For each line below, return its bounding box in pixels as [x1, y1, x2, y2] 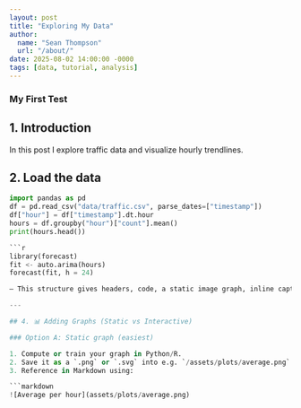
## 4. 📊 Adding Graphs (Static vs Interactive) [9, 317, 193, 326]
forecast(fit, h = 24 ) [9, 268, 94, 278]
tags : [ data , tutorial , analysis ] [9, 64, 139, 73]
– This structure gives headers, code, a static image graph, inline [9, 284, 275, 294]
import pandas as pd [9, 194, 87, 203]
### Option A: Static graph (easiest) [9, 333, 154, 342]
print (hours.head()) [9, 227, 87, 236]
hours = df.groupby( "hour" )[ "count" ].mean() [9, 219, 178, 229]
